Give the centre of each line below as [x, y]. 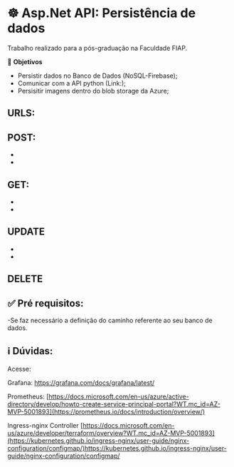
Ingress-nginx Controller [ [45, 425]
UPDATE [26, 232]
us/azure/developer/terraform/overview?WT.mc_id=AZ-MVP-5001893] [111, 433]
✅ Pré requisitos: [46, 303]
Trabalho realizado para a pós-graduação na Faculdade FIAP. [97, 48]
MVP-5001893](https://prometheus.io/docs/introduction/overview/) [106, 411]
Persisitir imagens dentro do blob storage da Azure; [93, 91]
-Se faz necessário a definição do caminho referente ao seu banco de [110, 320]
